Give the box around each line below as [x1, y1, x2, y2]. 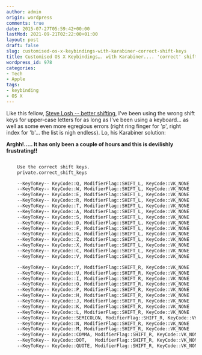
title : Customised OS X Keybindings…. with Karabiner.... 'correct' [6, 54, 182, 60]
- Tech [6, 71, 23, 77]
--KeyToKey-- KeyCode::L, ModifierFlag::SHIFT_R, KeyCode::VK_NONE [17, 309, 189, 315]
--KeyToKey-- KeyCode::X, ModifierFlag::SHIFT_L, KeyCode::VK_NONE [17, 242, 189, 248]
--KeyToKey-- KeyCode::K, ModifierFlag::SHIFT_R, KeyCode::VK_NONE [17, 303, 189, 310]
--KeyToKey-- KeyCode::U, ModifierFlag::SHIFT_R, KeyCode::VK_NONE [17, 270, 189, 276]
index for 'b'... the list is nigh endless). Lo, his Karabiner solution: [6, 129, 167, 136]
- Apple [6, 76, 26, 82]
